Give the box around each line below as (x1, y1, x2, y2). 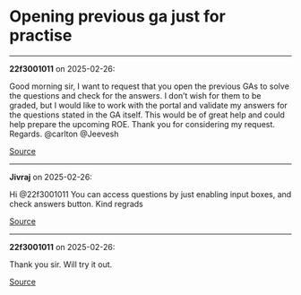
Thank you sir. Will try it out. (9, 258, 113, 270)
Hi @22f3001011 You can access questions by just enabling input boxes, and (9, 188, 292, 199)
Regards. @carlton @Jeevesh (9, 128, 119, 139)
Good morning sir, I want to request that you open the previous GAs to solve (9, 81, 289, 91)
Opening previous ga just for (9, 6, 226, 27)
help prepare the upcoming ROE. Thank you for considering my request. (9, 118, 276, 129)
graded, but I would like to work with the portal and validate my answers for (9, 100, 288, 110)
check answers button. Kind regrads (9, 198, 143, 209)
